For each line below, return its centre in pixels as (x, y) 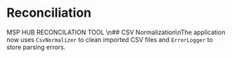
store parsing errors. (36, 47)
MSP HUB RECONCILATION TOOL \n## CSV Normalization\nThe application (116, 32)
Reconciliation (49, 13)
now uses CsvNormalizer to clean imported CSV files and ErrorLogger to (110, 39)
